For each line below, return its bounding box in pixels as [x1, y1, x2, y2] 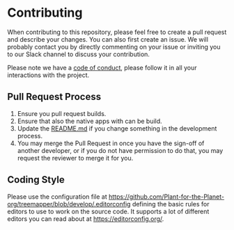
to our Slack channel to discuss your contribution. [7, 50, 150, 58]
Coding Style [7, 174, 65, 186]
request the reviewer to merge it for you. [17, 154, 134, 162]
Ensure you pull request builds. [17, 109, 107, 117]
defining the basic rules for [132, 199, 210, 208]
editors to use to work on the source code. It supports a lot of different [7, 207, 210, 215]
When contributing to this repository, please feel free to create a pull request [7, 28, 227, 36]
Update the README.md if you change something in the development [17, 124, 217, 133]
